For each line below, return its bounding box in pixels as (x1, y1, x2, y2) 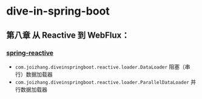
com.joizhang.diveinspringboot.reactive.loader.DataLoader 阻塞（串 (15, 63, 190, 70)
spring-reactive (6, 49, 53, 57)
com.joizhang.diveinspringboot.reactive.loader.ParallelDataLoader (15, 79, 189, 86)
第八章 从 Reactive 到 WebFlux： (6, 30, 130, 40)
